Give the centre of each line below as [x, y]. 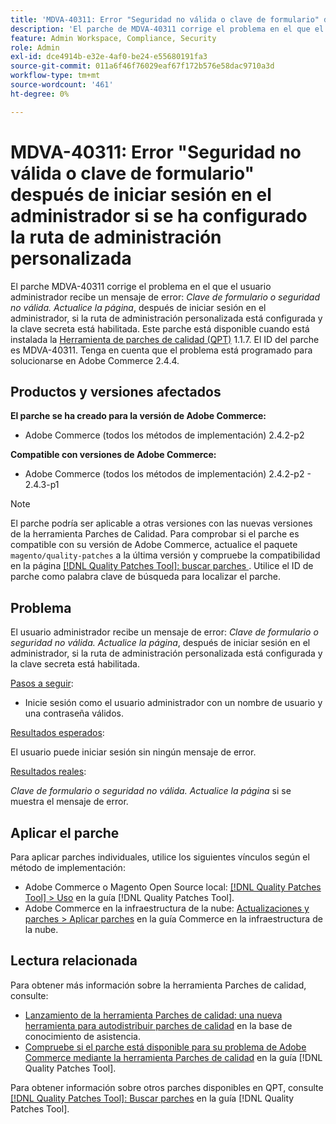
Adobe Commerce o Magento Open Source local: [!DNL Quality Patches [173, 887]
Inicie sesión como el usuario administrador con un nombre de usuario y [173, 703]
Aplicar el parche [65, 832]
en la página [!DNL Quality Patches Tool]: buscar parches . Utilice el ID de [162, 566]
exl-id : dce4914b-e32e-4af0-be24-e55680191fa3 [109, 57]
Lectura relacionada [74, 961]
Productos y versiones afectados [116, 391]
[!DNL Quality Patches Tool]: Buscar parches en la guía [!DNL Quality [152, 1098]
